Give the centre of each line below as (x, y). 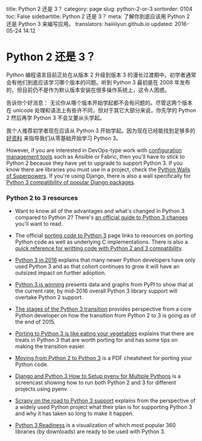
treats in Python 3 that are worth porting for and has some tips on (96, 340)
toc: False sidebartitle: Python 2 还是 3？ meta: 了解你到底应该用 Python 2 (98, 16)
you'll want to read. (39, 224)
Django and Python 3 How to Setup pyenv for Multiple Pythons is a (98, 376)
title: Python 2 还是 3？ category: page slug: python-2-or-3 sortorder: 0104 (99, 9)
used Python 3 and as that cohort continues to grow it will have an (97, 267)
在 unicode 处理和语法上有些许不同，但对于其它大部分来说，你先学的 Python (101, 110)
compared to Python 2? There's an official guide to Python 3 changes (101, 217)
